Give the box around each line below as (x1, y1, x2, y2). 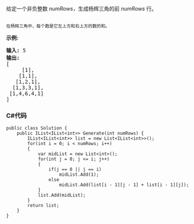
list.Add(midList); (37, 192, 86, 199)
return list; (27, 203, 60, 209)
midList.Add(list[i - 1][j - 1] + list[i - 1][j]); (59, 182, 189, 188)
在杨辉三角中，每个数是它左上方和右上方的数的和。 (6, 23, 110, 29)
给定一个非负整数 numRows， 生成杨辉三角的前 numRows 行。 (6, 5, 157, 12)
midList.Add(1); (59, 172, 99, 178)
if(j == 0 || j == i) (48, 167, 102, 173)
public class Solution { (6, 126, 67, 131)
